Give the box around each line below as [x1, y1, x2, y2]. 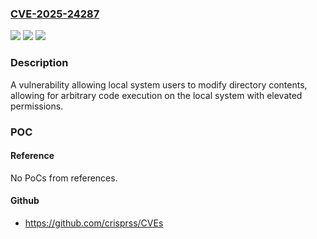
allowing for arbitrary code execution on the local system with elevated [10, 89, 303, 101]
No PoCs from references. [10, 172, 118, 184]
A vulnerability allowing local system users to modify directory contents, [10, 78, 308, 91]
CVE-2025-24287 [10, 7, 100, 21]
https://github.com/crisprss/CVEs [24, 217, 164, 229]
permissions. [10, 100, 64, 112]
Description [10, 56, 69, 70]
